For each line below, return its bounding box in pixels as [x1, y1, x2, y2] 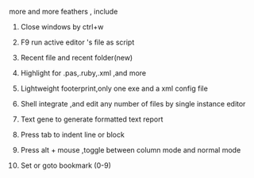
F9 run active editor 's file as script [20, 37, 135, 47]
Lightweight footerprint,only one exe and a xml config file [20, 83, 209, 93]
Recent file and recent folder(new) [20, 53, 133, 62]
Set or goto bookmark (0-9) [20, 161, 112, 170]
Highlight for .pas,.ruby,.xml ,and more [20, 68, 146, 78]
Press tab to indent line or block [20, 130, 125, 139]
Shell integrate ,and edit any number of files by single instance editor [20, 99, 246, 108]
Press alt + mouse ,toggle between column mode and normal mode [20, 145, 241, 154]
